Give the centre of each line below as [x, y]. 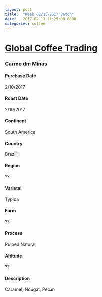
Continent [16, 121]
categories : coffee [25, 24]
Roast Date [17, 98]
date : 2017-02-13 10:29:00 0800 [41, 19]
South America [20, 132]
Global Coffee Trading [51, 48]
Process [14, 233]
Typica [12, 199]
